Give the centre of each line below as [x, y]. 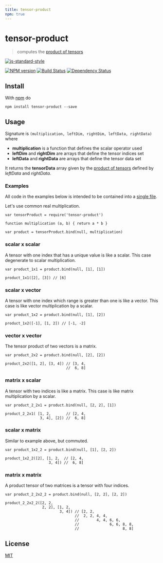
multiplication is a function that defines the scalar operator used [77, 148]
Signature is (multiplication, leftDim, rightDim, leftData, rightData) [79, 134]
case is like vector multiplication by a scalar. [49, 305]
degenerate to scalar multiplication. [41, 260]
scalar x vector [23, 290]
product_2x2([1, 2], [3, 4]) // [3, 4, [45, 364]
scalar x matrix [23, 430]
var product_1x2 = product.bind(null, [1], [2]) [55, 315]
